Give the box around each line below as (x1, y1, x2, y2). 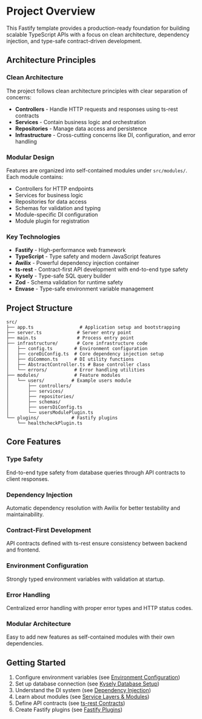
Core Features (6, 437, 61, 447)
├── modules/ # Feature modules (6, 373, 121, 379)
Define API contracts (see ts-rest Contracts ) (15, 700, 126, 707)
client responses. (6, 475, 50, 482)
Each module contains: (6, 173, 64, 180)
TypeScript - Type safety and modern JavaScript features (15, 253, 161, 260)
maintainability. (6, 511, 44, 518)
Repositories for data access (15, 198, 87, 205)
